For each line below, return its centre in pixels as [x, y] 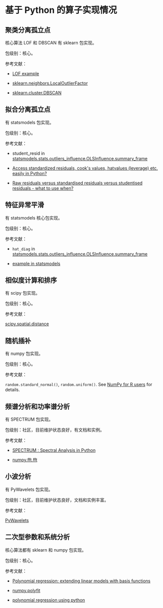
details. [13, 390]
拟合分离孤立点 [28, 109]
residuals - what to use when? [43, 188]
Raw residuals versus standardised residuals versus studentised [77, 183]
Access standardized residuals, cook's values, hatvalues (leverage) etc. [85, 168]
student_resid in [29, 153]
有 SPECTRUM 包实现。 [29, 419]
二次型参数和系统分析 [37, 537]
